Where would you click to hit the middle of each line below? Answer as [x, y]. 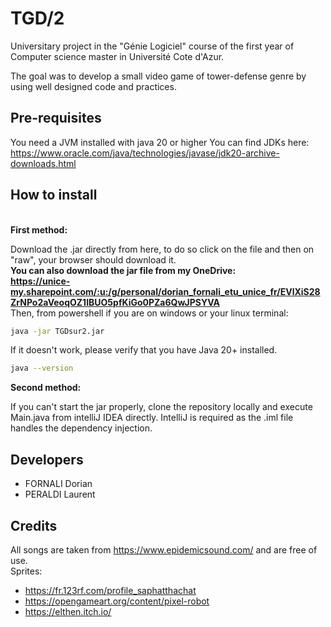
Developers [47, 459]
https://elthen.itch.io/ [68, 611]
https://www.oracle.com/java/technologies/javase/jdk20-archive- [145, 153]
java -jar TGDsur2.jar [57, 331]
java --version [42, 368]
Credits [34, 525]
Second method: [46, 388]
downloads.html [43, 163]
